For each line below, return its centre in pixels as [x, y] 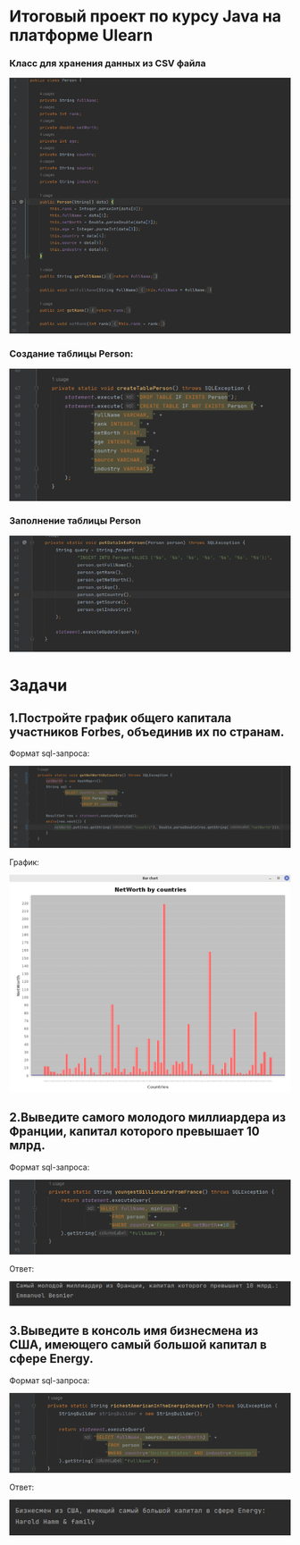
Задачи [38, 685]
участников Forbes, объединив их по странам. [147, 732]
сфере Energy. [51, 1359]
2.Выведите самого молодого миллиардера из [148, 1117]
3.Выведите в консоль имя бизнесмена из [134, 1331]
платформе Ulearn [81, 35]
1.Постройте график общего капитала [121, 718]
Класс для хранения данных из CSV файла [108, 63]
